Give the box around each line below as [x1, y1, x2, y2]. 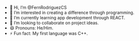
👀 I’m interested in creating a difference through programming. [9, 10, 135, 15]
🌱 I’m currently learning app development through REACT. [9, 15, 125, 20]
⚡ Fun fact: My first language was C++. [9, 30, 88, 36]
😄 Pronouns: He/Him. [9, 25, 53, 31]
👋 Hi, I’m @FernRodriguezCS [9, 5, 67, 10]
